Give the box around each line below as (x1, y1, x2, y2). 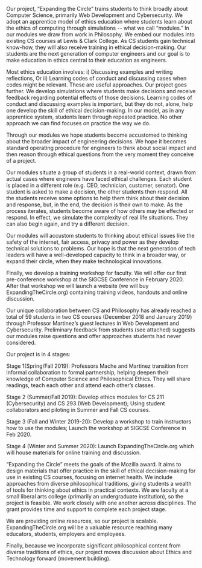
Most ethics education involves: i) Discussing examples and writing (6, 68, 173, 75)
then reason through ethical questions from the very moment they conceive (6, 151, 194, 158)
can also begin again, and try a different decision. (6, 220, 130, 227)
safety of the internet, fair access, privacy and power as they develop (6, 238, 179, 246)
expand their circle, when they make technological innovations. (6, 258, 163, 265)
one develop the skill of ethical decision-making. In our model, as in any (6, 107, 185, 114)
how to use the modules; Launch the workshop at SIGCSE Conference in (6, 425, 186, 431)
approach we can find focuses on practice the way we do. (6, 120, 151, 126)
